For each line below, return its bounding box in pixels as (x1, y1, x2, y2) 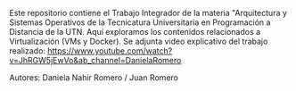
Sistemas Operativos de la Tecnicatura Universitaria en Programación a (9, 17, 271, 28)
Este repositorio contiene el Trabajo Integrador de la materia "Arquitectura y (9, 8, 288, 18)
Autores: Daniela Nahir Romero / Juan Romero (9, 72, 178, 83)
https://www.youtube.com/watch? (47, 45, 173, 56)
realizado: (9, 45, 46, 56)
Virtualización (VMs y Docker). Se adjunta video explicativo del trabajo (9, 36, 268, 46)
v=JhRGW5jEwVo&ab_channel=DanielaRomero (9, 55, 182, 65)
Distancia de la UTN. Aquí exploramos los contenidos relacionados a (9, 27, 261, 37)
